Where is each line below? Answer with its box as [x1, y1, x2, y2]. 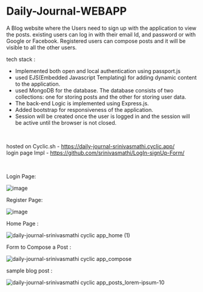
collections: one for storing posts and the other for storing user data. [15, 93, 187, 100]
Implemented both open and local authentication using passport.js [15, 67, 181, 74]
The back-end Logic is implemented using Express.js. [15, 99, 150, 107]
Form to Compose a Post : [6, 243, 72, 251]
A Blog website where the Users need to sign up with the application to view [6, 24, 197, 32]
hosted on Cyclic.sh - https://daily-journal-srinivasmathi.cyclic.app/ [6, 142, 175, 150]
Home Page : [6, 220, 39, 227]
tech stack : [6, 55, 36, 63]
